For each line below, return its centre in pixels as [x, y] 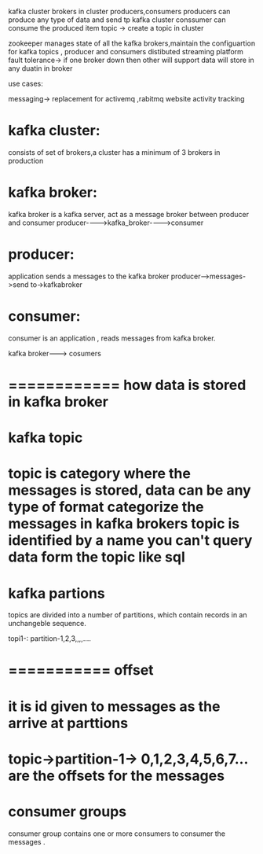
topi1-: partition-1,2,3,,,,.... [50, 639]
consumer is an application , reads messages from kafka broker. [112, 338]
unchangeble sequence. [47, 624]
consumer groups [68, 812]
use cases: [26, 83]
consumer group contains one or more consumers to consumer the [117, 834]
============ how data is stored [127, 385]
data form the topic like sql [97, 557]
